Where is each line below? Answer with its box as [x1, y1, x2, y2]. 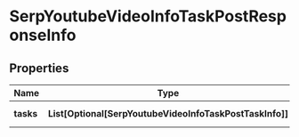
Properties [9, 60, 69, 76]
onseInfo [9, 25, 77, 45]
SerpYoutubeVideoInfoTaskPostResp [9, 6, 287, 27]
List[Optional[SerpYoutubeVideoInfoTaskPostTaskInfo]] [47, 108, 289, 119]
